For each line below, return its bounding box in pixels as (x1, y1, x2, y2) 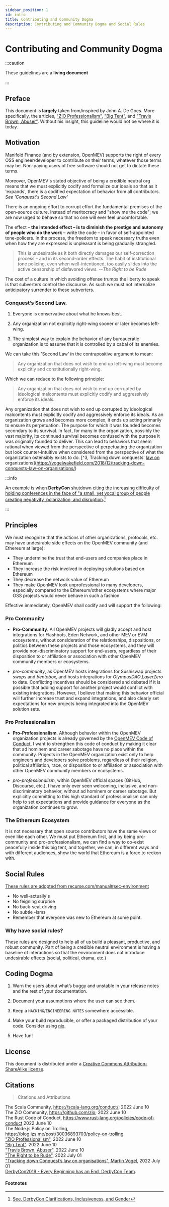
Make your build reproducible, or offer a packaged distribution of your (12, 1017, 158, 1024)
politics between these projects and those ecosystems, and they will (12, 642, 154, 648)
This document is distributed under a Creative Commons (5, 1061, 123, 1067)
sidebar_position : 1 (5, 7, 49, 13)
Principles (5, 521, 38, 530)
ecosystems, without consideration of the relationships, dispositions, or (12, 637, 161, 643)
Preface (5, 94, 31, 103)
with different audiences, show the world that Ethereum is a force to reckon (5, 850, 161, 856)
